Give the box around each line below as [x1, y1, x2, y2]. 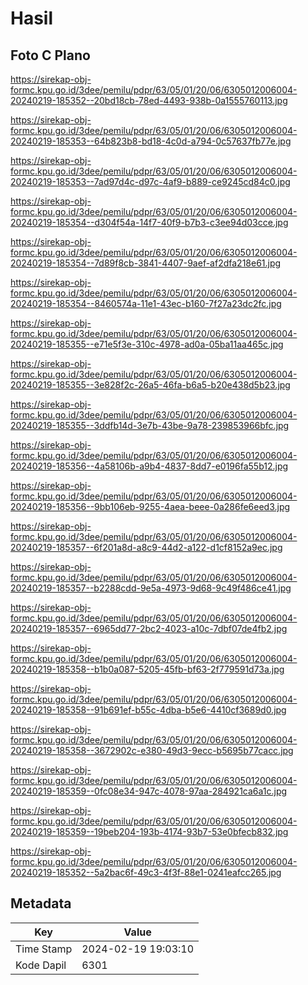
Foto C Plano [10, 47, 91, 64]
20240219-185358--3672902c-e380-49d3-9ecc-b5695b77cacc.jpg [10, 745, 294, 756]
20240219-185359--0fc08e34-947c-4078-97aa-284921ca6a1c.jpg [10, 785, 288, 797]
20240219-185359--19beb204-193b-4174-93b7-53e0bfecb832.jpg [10, 826, 289, 837]
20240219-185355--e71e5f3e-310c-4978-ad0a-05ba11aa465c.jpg [10, 338, 284, 350]
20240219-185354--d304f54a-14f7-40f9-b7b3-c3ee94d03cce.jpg [10, 217, 289, 228]
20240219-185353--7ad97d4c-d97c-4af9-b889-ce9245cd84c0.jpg [10, 176, 291, 187]
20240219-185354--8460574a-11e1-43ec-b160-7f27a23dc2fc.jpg [10, 298, 282, 309]
